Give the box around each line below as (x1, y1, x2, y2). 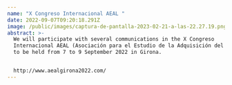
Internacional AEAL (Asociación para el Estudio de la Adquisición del (13, 42, 224, 49)
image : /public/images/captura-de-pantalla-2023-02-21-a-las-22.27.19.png (7, 23, 227, 30)
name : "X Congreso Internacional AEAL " (7, 10, 126, 17)
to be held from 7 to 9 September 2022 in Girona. (13, 49, 162, 56)
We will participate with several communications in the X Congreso (13, 36, 215, 43)
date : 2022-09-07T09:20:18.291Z (7, 17, 100, 23)
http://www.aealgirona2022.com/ (13, 67, 107, 74)
